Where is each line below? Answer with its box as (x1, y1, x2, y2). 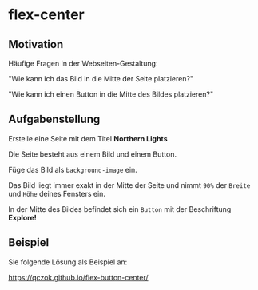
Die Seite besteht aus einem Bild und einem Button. (8, 149, 177, 159)
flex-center (8, 6, 85, 24)
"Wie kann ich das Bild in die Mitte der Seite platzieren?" (8, 74, 194, 83)
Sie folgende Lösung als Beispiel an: (8, 257, 128, 267)
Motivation (8, 38, 64, 51)
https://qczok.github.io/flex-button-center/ (8, 272, 149, 282)
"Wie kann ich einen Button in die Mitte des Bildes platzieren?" (8, 89, 214, 99)
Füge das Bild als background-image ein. (8, 165, 137, 174)
